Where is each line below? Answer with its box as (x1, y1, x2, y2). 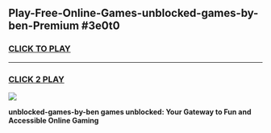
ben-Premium (8, 19, 79, 33)
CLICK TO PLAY (8, 44, 71, 55)
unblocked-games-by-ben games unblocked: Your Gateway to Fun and (8, 106, 252, 116)
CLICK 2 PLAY (8, 73, 65, 85)
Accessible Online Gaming (8, 115, 99, 125)
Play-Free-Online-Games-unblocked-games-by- (8, 6, 259, 20)
